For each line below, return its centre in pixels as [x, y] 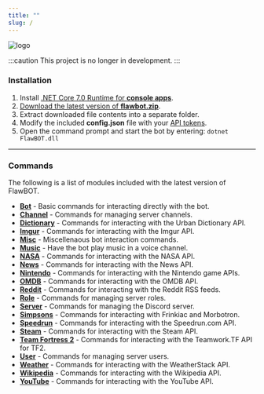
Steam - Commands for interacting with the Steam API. [109, 331]
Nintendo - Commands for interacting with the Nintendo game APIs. [130, 273]
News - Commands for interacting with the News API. [106, 264]
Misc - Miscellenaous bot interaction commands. [99, 239]
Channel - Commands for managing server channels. [106, 215]
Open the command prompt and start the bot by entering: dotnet [124, 131]
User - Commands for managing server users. [94, 356]
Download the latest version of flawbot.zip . [90, 106]
